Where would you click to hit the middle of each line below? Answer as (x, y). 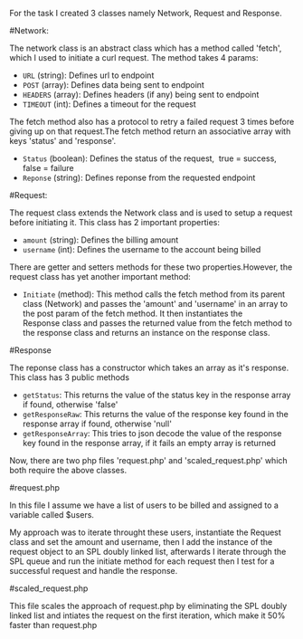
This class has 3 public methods (69, 377)
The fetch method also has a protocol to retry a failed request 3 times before (152, 122)
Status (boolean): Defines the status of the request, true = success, (150, 158)
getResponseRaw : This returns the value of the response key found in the (156, 414)
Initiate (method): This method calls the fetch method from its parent (154, 294)
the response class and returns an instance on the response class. (146, 333)
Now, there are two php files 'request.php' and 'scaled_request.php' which (148, 460)
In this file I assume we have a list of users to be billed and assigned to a (144, 505)
